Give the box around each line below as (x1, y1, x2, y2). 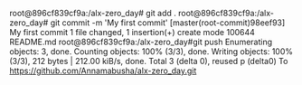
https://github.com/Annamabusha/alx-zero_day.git (9, 65, 197, 76)
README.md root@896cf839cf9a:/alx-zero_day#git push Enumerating (9, 36, 273, 47)
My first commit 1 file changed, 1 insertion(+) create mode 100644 (9, 27, 256, 37)
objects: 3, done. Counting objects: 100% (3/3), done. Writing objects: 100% (9, 46, 294, 57)
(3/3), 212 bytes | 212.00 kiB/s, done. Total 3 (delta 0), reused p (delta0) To (9, 56, 288, 66)
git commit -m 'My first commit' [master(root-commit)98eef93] (50, 17, 286, 28)
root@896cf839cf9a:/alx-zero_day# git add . (9, 8, 176, 18)
